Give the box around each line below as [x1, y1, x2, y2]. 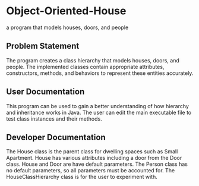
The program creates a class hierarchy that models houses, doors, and [6, 56, 180, 64]
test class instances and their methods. [6, 115, 102, 122]
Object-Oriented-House [6, 4, 127, 18]
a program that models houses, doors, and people [6, 24, 129, 31]
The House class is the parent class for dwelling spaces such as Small [6, 148, 178, 155]
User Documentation [6, 87, 85, 97]
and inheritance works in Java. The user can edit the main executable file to [6, 109, 192, 116]
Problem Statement [6, 41, 80, 51]
